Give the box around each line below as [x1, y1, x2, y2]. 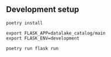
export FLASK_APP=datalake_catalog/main [6, 30, 106, 36]
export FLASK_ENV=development [6, 35, 80, 41]
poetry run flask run [6, 45, 59, 51]
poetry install [6, 20, 43, 26]
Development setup [6, 5, 79, 15]
